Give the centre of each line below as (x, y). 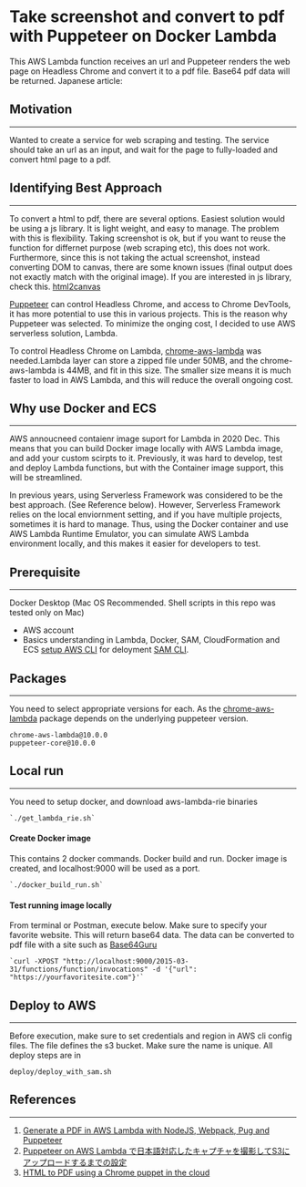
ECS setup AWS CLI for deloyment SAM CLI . (106, 650)
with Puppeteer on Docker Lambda (143, 36)
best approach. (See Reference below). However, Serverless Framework (145, 505)
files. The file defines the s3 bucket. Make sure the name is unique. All (141, 1046)
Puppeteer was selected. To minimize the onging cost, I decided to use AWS (153, 323)
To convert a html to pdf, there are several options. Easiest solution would (147, 218)
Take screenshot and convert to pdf (147, 17)
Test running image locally (61, 905)
